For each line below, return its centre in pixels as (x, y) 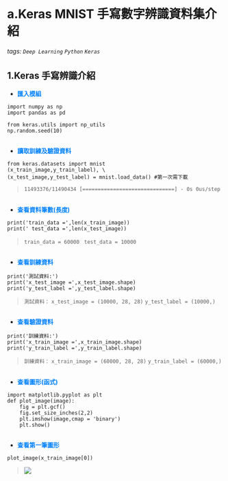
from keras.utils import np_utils (56, 124)
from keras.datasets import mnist (56, 164)
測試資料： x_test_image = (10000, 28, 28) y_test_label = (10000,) (119, 302)
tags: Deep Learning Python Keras (54, 51)
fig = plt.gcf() (43, 407)
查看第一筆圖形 (38, 445)
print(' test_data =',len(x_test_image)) (67, 228)
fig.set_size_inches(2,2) (56, 413)
